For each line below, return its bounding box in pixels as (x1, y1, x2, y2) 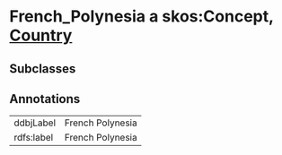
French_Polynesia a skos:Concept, (9, 6, 274, 27)
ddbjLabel (13, 116, 57, 129)
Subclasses (9, 61, 76, 76)
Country (9, 25, 73, 46)
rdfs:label (13, 132, 54, 144)
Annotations (9, 91, 81, 107)
